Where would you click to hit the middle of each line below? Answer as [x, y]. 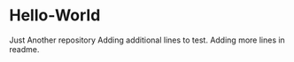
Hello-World [55, 15]
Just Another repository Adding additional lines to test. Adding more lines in [147, 40]
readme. [24, 49]
